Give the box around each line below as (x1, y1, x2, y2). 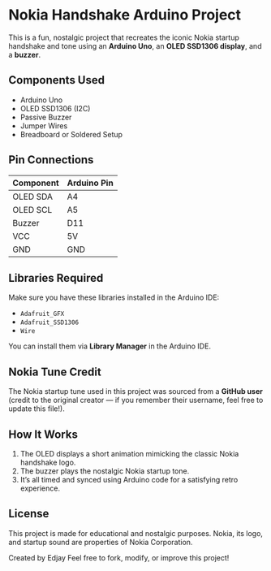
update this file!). (8, 404, 65, 413)
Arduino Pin (67, 177, 114, 188)
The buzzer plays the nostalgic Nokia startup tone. (19, 466, 190, 476)
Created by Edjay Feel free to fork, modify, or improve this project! (8, 552, 230, 562)
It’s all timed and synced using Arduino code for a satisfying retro (19, 475, 239, 484)
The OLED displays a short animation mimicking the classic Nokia (19, 449, 239, 458)
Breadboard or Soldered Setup (19, 129, 123, 139)
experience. (19, 483, 61, 493)
